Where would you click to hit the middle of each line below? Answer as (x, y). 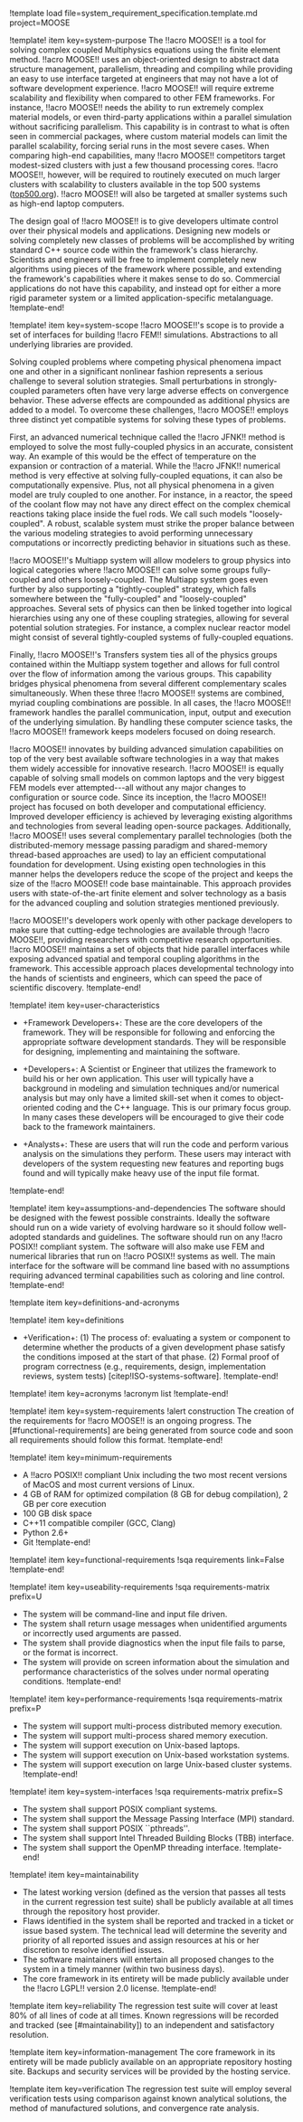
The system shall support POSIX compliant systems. (120, 1809)
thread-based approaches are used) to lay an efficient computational (138, 855)
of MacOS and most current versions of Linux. (109, 1484)
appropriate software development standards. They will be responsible (154, 1042)
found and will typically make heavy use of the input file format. (141, 1173)
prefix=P (25, 1708)
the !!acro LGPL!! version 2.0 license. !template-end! (119, 1988)
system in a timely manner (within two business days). (123, 1969)
